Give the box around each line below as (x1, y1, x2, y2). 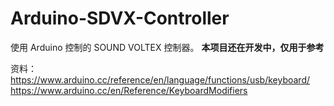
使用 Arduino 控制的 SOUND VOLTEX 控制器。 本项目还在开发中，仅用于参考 (10, 41, 325, 53)
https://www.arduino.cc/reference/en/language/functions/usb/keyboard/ (10, 73, 311, 86)
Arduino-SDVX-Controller (10, 7, 230, 30)
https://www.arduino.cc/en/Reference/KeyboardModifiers (10, 84, 248, 96)
